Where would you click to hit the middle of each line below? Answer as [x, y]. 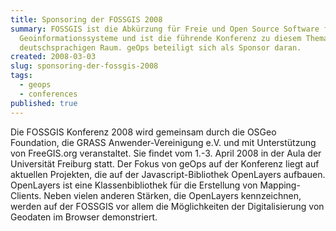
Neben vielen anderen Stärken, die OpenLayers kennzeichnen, [172, 195]
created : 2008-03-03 [53, 57]
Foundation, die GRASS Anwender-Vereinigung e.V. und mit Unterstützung [163, 142]
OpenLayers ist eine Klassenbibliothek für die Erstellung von [134, 185]
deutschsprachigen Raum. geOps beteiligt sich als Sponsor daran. [160, 47]
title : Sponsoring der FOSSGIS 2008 [86, 19]
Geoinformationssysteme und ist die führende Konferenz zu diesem [160, 38]
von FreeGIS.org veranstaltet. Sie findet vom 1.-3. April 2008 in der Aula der [166, 153]
